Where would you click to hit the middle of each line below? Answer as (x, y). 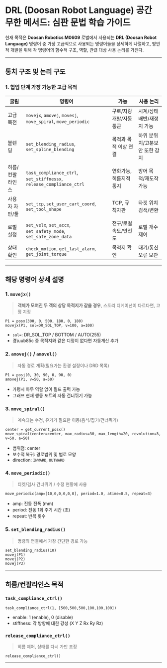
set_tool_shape (43, 209)
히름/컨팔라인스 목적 (34, 584)
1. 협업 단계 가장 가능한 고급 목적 (41, 87)
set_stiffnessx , (44, 178)
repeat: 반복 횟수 (29, 516)
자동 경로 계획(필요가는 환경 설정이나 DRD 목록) (63, 365)
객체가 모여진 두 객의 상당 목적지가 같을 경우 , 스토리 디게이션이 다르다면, (86, 306)
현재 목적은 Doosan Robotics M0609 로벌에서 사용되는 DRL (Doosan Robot (81, 37)
